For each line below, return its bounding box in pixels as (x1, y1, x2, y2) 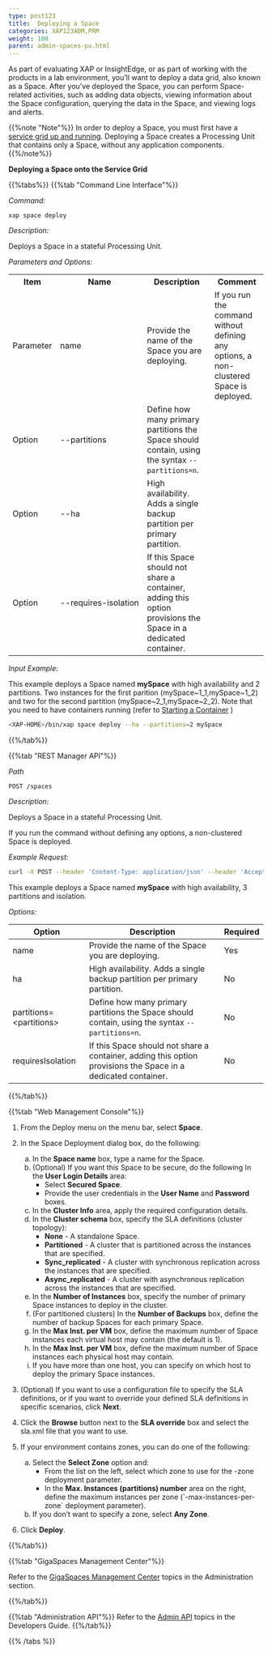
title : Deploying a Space (8, 19, 100, 28)
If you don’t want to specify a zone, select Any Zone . (32, 1509, 210, 1519)
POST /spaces (8, 782, 53, 790)
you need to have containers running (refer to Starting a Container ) (8, 705, 233, 715)
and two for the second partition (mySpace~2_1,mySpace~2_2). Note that (8, 697, 253, 706)
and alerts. (8, 107, 45, 117)
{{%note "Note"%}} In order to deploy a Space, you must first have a (8, 123, 239, 133)
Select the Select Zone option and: (32, 1457, 150, 1467)
